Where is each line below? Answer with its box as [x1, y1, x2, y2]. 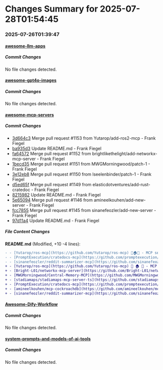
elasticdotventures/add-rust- [92, 181, 150, 187]
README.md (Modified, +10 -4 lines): [5, 241, 81, 247]
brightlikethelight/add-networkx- [92, 150, 158, 156]
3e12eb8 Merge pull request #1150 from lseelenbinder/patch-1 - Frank [12, 171, 152, 177]
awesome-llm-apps [5, 43, 46, 49]
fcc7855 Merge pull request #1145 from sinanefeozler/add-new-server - [12, 207, 156, 213]
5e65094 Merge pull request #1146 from [12, 197, 93, 203]
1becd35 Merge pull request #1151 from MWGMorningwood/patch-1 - [12, 161, 150, 167]
